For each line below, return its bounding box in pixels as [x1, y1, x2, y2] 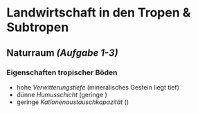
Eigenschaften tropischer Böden [6, 68, 118, 77]
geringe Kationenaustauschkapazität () [16, 98, 129, 106]
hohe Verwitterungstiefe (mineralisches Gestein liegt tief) [16, 83, 179, 91]
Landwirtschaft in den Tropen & [6, 5, 191, 21]
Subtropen [6, 19, 69, 35]
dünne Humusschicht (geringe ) [16, 90, 108, 99]
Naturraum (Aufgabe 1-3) [6, 47, 118, 59]
